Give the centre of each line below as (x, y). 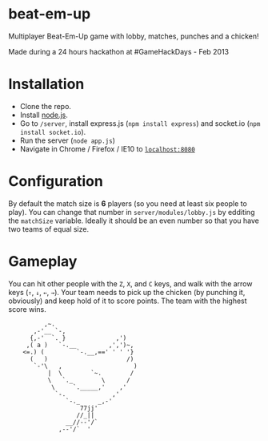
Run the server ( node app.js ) (68, 140)
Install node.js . (44, 115)
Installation (46, 84)
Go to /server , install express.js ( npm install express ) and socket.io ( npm (140, 123)
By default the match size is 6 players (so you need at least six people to (128, 203)
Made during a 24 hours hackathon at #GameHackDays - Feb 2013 (119, 51)
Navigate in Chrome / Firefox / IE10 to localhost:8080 (108, 148)
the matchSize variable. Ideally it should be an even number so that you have (134, 220)
